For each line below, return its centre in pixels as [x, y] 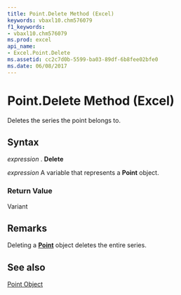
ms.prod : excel [29, 40]
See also [26, 267]
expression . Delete [35, 159]
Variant [18, 206]
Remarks [27, 229]
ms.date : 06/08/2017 [38, 66]
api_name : [22, 46]
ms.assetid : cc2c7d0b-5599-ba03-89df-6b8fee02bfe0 [83, 60]
